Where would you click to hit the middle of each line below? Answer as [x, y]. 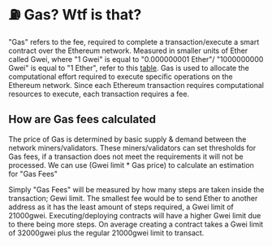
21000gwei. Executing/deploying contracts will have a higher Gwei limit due [135, 215]
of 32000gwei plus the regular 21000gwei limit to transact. [106, 233]
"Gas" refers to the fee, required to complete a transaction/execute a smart [134, 42]
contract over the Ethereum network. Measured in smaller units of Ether [128, 51]
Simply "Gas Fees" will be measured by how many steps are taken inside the [136, 189]
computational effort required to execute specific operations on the [121, 77]
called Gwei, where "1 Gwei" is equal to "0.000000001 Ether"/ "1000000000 [136, 59]
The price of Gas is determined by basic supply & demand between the [127, 139]
